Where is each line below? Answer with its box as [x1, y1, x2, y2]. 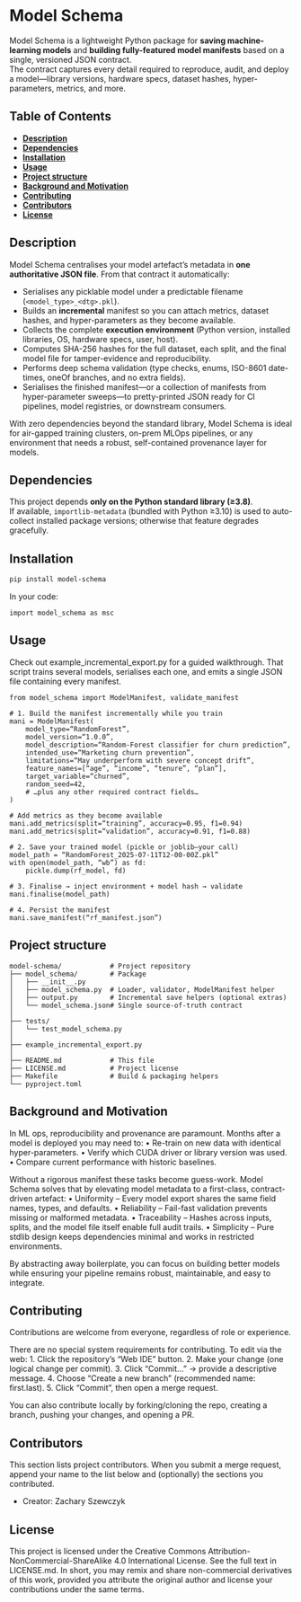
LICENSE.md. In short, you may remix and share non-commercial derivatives [9, 1564, 293, 1575]
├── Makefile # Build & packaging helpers [9, 1071, 219, 1081]
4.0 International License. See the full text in [113, 1555, 277, 1566]
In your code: [9, 591, 58, 602]
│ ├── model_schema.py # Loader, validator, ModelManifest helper [9, 985, 276, 994]
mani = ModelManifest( [9, 716, 94, 726]
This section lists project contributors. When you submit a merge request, [9, 1459, 281, 1470]
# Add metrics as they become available [9, 810, 164, 820]
